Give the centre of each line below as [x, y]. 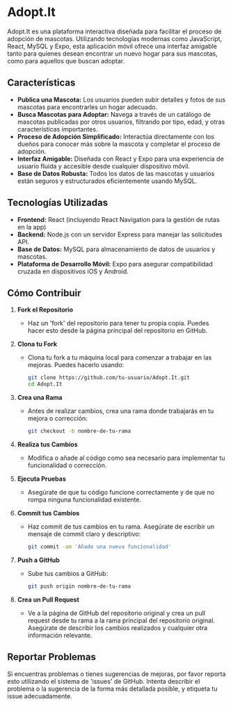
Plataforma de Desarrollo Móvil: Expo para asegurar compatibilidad [115, 264]
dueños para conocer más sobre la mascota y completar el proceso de [119, 144]
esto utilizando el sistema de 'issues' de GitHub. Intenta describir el [104, 681]
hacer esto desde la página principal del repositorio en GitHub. [118, 330]
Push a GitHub [39, 560]
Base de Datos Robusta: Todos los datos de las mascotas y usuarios [116, 173]
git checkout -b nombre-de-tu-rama [79, 431]
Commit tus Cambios [48, 513]
